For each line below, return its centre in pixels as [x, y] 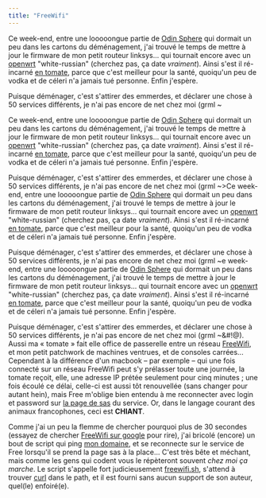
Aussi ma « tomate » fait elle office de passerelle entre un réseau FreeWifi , [130, 344]
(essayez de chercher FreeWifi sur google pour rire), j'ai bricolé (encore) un [132, 435]
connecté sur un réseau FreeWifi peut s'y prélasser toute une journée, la [126, 369]
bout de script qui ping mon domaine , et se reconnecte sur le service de [126, 443]
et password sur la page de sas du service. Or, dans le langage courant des [132, 403]
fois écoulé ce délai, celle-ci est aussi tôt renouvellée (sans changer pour [128, 386]
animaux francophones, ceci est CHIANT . [77, 411]
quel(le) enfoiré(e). [39, 485]
